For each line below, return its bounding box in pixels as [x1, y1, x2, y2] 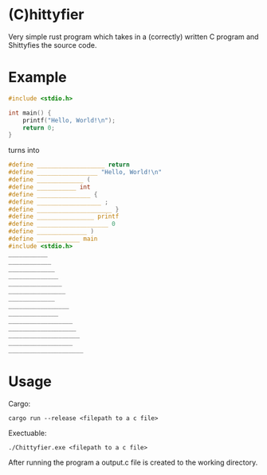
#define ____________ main [8, 235, 98, 243]
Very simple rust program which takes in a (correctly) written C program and [8, 32, 259, 41]
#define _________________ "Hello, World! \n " [8, 169, 162, 177]
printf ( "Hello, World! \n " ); [22, 116, 116, 124]
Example [8, 68, 67, 87]
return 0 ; [22, 123, 56, 132]
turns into [8, 146, 40, 155]
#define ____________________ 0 [8, 220, 116, 228]
